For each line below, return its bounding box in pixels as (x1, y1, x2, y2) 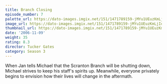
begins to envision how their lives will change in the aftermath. (5, 73, 133, 79)
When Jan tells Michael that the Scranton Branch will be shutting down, (5, 63, 152, 69)
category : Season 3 (5, 49, 46, 54)
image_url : (5, 21, 28, 26)
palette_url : (5, 16, 32, 21)
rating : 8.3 (5, 40, 30, 45)
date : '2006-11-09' (5, 30, 46, 35)
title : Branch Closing (5, 7, 52, 12)
